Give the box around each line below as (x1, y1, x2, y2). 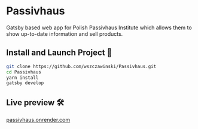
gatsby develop (6, 80, 44, 86)
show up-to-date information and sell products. (6, 30, 123, 37)
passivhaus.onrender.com (6, 116, 71, 124)
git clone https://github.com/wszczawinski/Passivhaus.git (6, 63, 157, 69)
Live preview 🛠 (6, 97, 65, 107)
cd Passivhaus (6, 69, 42, 75)
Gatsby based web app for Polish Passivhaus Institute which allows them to (6, 24, 193, 31)
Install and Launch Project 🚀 (6, 48, 112, 58)
